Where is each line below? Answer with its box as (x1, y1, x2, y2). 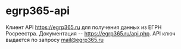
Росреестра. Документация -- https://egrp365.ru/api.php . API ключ (5, 30, 176, 37)
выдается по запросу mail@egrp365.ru (5, 36, 104, 43)
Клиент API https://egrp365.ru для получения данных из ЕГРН (5, 24, 162, 31)
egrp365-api (5, 4, 70, 18)
